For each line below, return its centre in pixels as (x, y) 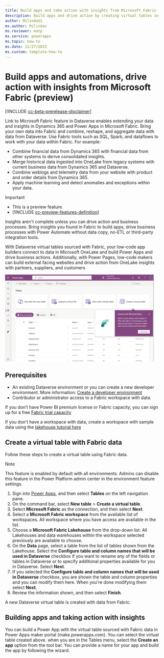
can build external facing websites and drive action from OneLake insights (80, 262)
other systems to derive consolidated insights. (59, 156)
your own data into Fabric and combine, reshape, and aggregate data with (80, 131)
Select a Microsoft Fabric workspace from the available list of (75, 514)
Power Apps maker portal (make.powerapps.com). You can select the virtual (82, 634)
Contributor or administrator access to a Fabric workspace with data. (82, 398)
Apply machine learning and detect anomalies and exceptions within (81, 182)
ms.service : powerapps (28, 36)
